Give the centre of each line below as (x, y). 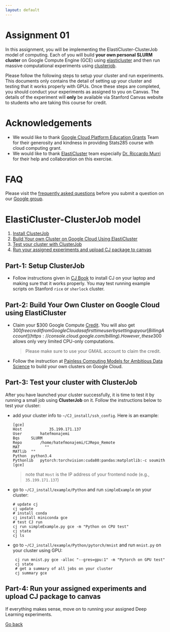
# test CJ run (27, 522)
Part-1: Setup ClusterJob (45, 266)
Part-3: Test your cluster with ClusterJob (71, 382)
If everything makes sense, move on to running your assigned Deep (76, 609)
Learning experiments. (29, 614)
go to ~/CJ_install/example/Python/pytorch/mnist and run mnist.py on (87, 545)
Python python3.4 (32, 456)
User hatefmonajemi (41, 433)
